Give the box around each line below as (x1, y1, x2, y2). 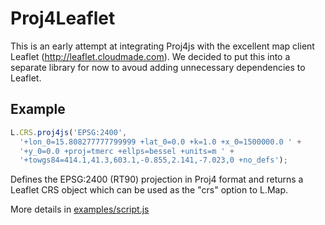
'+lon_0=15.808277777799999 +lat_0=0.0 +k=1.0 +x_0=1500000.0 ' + (19, 137, 302, 147)
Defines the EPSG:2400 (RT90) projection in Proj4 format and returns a (10, 173, 304, 186)
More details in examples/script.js (10, 203, 150, 216)
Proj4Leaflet (10, 7, 116, 30)
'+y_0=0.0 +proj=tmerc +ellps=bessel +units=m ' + (19, 146, 235, 156)
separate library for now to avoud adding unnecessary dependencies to (10, 61, 306, 73)
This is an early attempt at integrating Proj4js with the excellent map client (10, 40, 315, 52)
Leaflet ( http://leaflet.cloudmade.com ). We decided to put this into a (10, 50, 291, 62)
